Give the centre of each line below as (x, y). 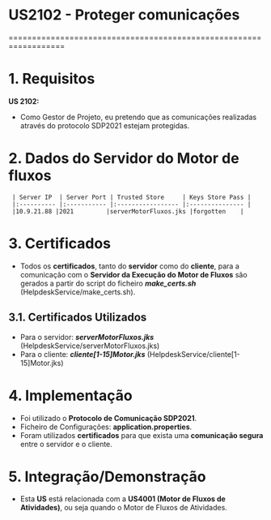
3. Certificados (60, 243)
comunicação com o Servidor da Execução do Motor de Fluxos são (134, 274)
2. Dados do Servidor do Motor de (124, 159)
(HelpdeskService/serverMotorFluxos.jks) (90, 346)
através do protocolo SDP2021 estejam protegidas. (105, 125)
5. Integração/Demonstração (107, 477)
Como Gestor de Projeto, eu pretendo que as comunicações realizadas (138, 117)
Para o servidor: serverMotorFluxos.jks (87, 337)
